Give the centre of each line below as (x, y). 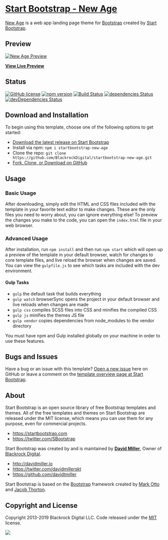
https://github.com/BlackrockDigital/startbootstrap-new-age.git (82, 158)
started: (13, 133)
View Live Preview (25, 66)
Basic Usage (21, 193)
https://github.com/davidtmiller (44, 474)
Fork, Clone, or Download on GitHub (50, 163)
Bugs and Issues (32, 357)
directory (22, 326)
